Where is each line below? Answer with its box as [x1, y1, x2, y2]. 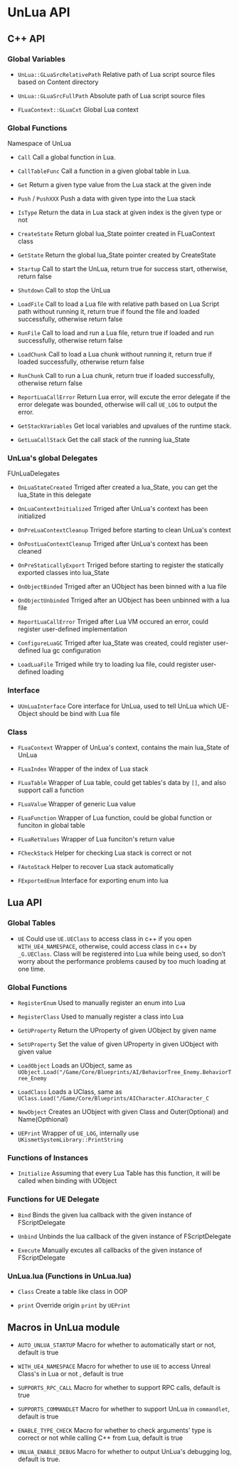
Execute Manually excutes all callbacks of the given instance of [17, 1246, 203, 1254]
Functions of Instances [7, 1152, 89, 1162]
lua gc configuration [42, 646, 101, 655]
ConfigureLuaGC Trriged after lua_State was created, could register [17, 638, 212, 648]
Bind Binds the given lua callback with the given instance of [17, 1211, 192, 1219]
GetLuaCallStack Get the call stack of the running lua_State [17, 436, 191, 444]
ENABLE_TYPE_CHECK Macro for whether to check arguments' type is [17, 1426, 212, 1434]
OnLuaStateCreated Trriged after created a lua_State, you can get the [17, 483, 218, 492]
